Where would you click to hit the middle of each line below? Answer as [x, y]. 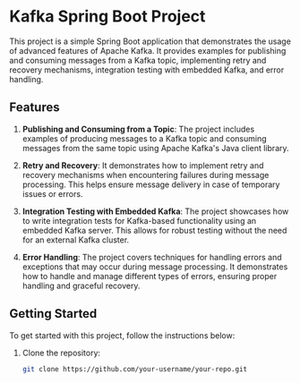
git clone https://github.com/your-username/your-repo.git [135, 369]
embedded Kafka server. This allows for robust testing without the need [154, 230]
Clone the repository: [61, 353]
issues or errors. [52, 193]
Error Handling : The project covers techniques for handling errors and [152, 257]
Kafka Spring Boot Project [107, 17]
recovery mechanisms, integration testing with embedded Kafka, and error [147, 70]
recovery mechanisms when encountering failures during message [146, 174]
